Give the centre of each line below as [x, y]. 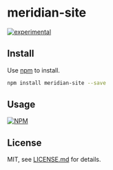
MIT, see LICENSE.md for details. [54, 160]
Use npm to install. [34, 70]
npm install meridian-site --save [57, 83]
